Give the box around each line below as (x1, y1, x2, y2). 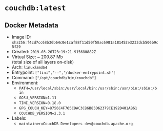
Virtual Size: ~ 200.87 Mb (11, 54, 63, 60)
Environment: (11, 80, 39, 86)
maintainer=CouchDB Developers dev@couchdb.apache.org (19, 121, 133, 126)
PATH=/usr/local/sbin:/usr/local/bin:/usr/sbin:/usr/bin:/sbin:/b (19, 86, 157, 91)
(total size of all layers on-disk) (11, 59, 74, 65)
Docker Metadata (4, 21, 59, 29)
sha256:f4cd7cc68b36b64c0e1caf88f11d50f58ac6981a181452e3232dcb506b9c (11, 40, 159, 45)
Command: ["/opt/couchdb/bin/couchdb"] (11, 75, 97, 80)
